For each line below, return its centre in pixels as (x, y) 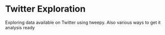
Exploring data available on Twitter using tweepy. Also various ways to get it (83, 22)
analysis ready (20, 27)
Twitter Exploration (45, 9)
